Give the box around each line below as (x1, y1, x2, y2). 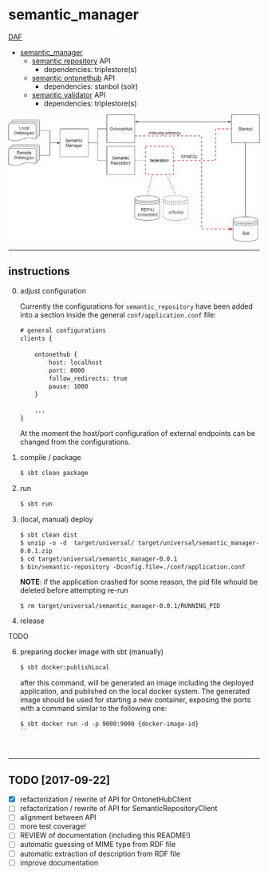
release (19, 616, 45, 625)
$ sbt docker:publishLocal (19, 664, 110, 672)
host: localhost (49, 358, 103, 366)
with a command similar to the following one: (19, 704, 167, 713)
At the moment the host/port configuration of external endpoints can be (19, 428, 256, 437)
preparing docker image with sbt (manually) (19, 647, 164, 657)
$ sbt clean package (19, 469, 89, 477)
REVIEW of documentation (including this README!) (19, 830, 191, 841)
